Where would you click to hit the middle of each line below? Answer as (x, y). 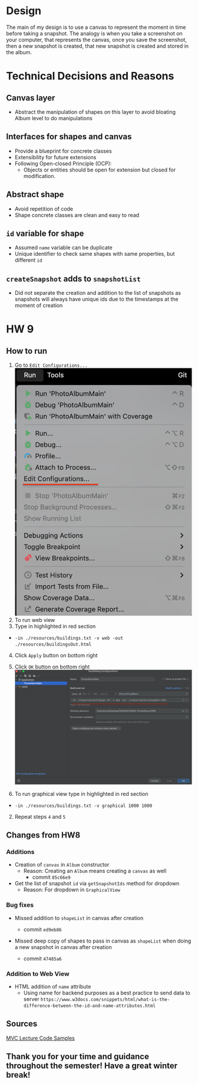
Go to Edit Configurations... (51, 365)
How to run (27, 351)
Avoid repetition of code (44, 209)
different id (28, 260)
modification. (39, 176)
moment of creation (39, 305)
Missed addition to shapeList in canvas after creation (79, 918)
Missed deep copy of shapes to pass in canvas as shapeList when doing (103, 941)
